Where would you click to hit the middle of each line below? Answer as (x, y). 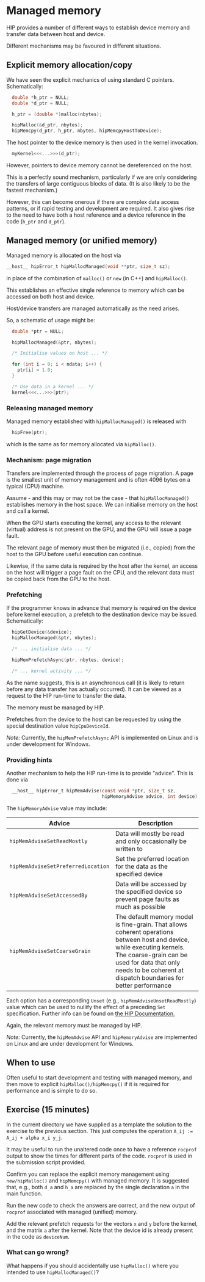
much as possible (140, 907)
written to (129, 849)
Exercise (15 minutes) (48, 1110)
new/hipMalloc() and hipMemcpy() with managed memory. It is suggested (98, 1180)
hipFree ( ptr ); (30, 432)
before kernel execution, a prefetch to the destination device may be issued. (102, 615)
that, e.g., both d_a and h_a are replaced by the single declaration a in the (98, 1187)
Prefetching (24, 595)
